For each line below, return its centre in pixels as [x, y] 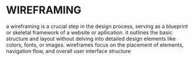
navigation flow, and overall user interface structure [68, 51]
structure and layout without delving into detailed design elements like [91, 38]
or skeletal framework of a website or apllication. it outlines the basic [89, 32]
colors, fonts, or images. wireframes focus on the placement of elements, [95, 45]
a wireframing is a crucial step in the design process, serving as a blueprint [97, 26]
